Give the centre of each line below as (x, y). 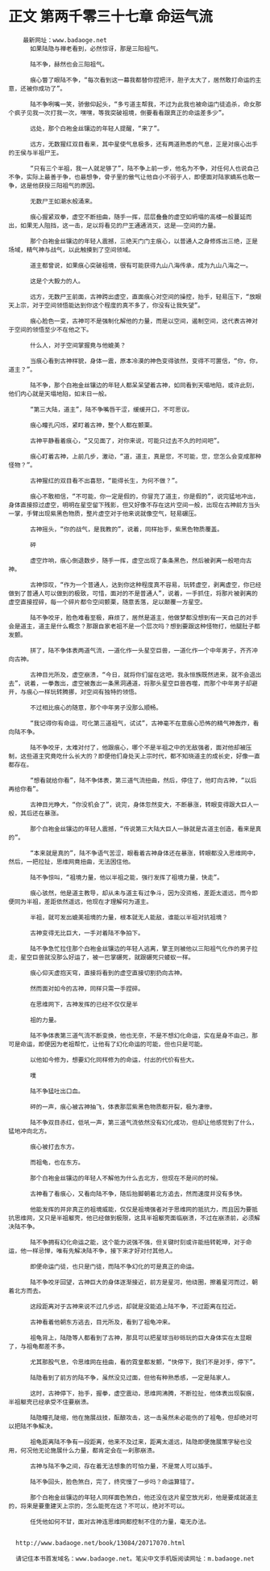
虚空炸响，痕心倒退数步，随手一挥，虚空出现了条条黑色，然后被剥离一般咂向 (138, 560)
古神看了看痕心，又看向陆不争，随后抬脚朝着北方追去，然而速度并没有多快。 (138, 1193)
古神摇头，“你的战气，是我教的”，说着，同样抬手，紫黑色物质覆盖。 (126, 529)
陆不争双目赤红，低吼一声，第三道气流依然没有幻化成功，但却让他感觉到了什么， (143, 1122)
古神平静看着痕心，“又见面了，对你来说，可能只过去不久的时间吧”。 (126, 441)
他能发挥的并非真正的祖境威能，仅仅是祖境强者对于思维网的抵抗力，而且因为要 (141, 1210)
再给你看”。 (25, 789)
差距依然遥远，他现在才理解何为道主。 (98, 902)
